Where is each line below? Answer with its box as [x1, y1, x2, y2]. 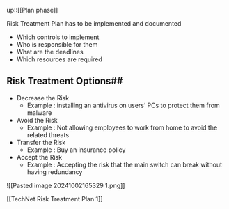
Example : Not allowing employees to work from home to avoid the [26, 123, 218, 132]
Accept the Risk [16, 153, 63, 161]
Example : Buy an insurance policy [26, 146, 126, 154]
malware [26, 108, 52, 117]
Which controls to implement [16, 33, 100, 41]
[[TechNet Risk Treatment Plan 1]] [6, 194, 103, 203]
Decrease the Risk [16, 93, 70, 102]
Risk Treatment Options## [6, 75, 123, 87]
